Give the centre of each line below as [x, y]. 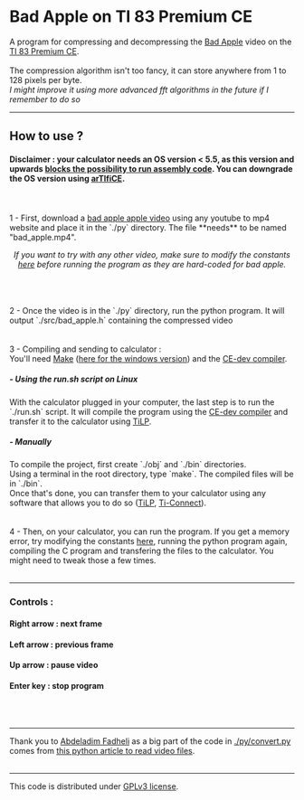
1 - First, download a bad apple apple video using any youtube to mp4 [139, 218]
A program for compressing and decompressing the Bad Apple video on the [151, 42]
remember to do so [45, 99]
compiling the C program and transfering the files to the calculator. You [142, 551]
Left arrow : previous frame [62, 645]
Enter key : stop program [57, 685]
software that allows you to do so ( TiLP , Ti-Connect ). [108, 503]
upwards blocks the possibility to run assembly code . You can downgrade [151, 168]
